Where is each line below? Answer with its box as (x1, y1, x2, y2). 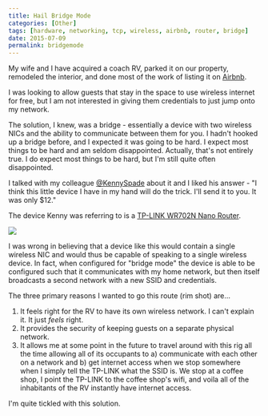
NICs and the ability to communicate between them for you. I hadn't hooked (8, 129, 258, 139)
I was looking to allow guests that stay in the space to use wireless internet (8, 87, 255, 97)
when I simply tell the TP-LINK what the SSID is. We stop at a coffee (19, 366, 244, 376)
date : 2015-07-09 (8, 34, 66, 42)
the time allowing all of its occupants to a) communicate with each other (19, 349, 258, 359)
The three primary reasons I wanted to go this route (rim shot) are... (8, 291, 230, 301)
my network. (8, 105, 50, 115)
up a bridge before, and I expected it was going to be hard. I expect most (8, 137, 249, 147)
